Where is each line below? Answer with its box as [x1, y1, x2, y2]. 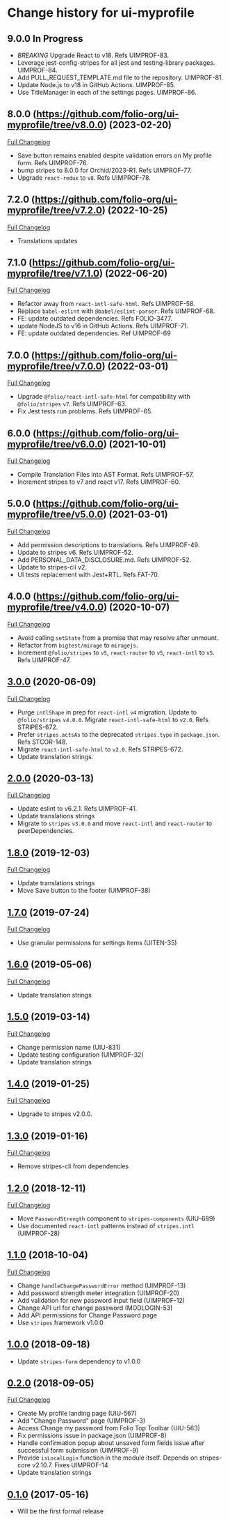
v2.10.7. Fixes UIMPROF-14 [32, 1461, 109, 1469]
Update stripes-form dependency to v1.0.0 [17, 1357, 141, 1366]
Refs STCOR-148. [17, 737, 67, 746]
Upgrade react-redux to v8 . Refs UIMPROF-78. [17, 173, 151, 182]
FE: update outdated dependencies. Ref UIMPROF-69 [17, 329, 172, 337]
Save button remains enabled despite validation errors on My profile [17, 151, 212, 160]
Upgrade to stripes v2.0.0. [17, 1110, 92, 1118]
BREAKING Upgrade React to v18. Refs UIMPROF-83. [17, 51, 170, 59]
